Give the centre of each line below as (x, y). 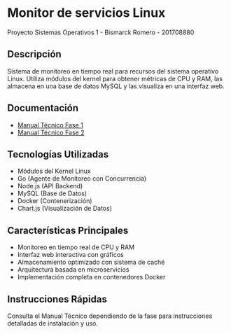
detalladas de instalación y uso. (53, 323)
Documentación (43, 108)
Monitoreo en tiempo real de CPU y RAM (76, 247)
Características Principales (68, 230)
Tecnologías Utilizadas (58, 154)
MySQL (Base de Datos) (52, 193)
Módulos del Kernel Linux (54, 171)
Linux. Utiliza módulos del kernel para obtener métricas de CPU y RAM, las (115, 78)
